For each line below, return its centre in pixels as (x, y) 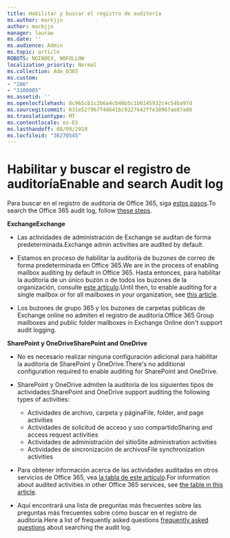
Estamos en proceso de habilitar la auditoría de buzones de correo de (116, 258)
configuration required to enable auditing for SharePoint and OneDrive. (117, 371)
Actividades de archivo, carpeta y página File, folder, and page (116, 413)
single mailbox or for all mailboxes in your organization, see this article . (117, 295)
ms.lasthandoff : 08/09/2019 (48, 129)
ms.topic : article (33, 52)
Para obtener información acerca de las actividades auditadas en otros (117, 470)
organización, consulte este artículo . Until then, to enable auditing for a (117, 288)
